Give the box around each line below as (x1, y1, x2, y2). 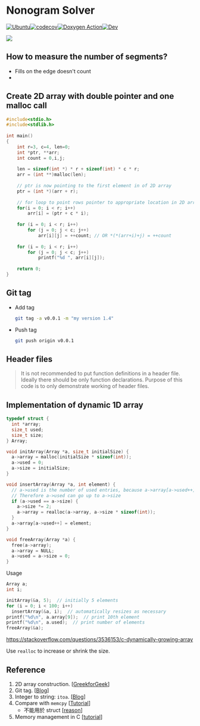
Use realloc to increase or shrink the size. (6, 647, 110, 654)
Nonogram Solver (6, 4, 95, 17)
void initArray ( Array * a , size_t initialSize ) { (6, 448, 129, 455)
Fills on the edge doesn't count (14, 67, 91, 75)
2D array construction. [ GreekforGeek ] (14, 680, 110, 687)
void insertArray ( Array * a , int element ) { (6, 481, 116, 488)
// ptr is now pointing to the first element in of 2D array (17, 183, 171, 189)
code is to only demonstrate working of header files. (20, 383, 149, 390)
